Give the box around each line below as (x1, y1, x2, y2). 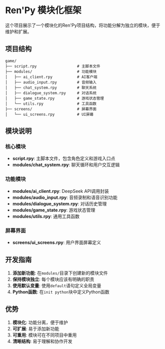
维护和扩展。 (5, 28, 32, 34)
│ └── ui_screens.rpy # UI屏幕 (5, 112, 94, 117)
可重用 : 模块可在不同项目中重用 (12, 332, 77, 338)
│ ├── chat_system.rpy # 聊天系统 (5, 85, 97, 90)
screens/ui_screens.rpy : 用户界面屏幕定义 (12, 240, 101, 246)
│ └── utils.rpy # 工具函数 (5, 101, 97, 106)
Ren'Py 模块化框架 (5, 5, 82, 16)
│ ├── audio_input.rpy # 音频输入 (5, 80, 97, 85)
